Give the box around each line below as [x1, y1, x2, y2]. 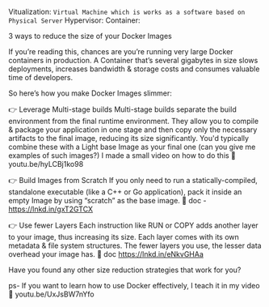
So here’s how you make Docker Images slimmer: [8, 88, 172, 98]
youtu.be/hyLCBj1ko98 [8, 160, 84, 168]
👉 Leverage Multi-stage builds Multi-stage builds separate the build [8, 104, 237, 114]
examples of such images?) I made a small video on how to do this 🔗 [8, 151, 237, 160]
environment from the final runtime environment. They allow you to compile [8, 117, 259, 126]
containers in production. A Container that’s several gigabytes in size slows [8, 56, 258, 65]
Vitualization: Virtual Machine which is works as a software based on [8, 7, 246, 16]
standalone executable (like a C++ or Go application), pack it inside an [8, 187, 242, 197]
